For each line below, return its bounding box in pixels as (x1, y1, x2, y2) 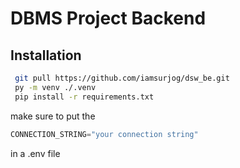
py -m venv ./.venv (14, 82, 97, 92)
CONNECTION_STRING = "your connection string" (10, 129, 199, 139)
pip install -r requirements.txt (14, 92, 155, 102)
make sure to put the (10, 110, 96, 122)
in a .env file (10, 147, 61, 159)
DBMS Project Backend (10, 7, 207, 30)
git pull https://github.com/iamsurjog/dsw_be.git (14, 73, 230, 83)
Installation (10, 47, 82, 64)
